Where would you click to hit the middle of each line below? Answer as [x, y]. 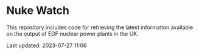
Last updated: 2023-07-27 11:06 [47, 45]
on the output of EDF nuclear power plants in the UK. [72, 33]
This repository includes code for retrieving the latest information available [100, 27]
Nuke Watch [38, 11]
